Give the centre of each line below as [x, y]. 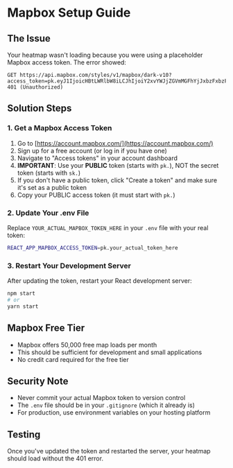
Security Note [38, 381]
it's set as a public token [52, 187]
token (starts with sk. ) [49, 173]
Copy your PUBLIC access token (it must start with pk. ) [96, 195]
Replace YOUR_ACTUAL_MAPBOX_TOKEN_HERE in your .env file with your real [108, 227]
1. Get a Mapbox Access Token [60, 128]
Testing [24, 434]
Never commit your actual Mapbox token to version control [101, 398]
